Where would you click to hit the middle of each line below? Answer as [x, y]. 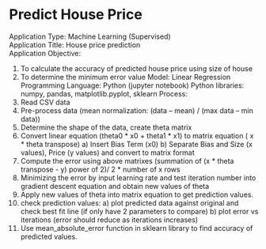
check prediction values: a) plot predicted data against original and [129, 202]
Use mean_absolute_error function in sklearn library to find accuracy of [137, 228]
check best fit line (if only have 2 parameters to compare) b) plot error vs [139, 211]
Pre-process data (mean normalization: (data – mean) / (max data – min [137, 110]
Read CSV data [45, 102]
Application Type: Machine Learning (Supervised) [90, 36]
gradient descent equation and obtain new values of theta [115, 186]
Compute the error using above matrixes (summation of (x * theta [127, 160]
